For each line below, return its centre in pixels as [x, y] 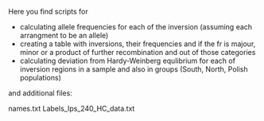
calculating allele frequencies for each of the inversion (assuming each [136, 27]
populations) [40, 78]
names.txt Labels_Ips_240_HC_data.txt [72, 108]
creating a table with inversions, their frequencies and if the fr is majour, [138, 44]
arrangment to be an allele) [64, 35]
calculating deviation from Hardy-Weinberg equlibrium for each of [128, 60]
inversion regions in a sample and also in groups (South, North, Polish [134, 69]
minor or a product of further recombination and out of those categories [138, 52]
